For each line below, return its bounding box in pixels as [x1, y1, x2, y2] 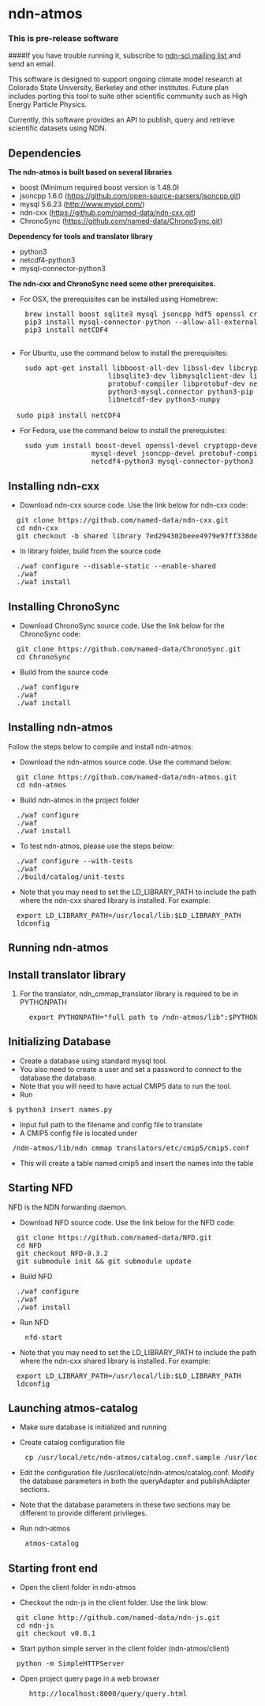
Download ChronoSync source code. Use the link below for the [19, 621, 225, 630]
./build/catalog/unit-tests [16, 872, 125, 881]
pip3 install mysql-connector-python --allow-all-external [24, 318, 258, 326]
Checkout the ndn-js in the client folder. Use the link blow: [19, 1598, 209, 1607]
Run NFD [19, 1317, 50, 1327]
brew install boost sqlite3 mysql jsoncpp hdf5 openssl [24, 310, 246, 319]
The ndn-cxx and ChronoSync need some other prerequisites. [8, 279, 216, 289]
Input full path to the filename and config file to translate [19, 1119, 203, 1129]
